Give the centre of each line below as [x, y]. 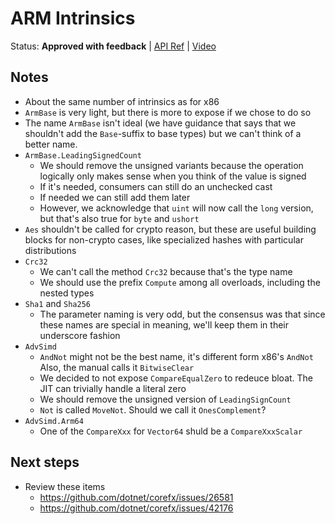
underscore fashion [80, 335]
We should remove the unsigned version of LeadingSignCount [165, 399]
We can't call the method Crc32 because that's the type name [166, 271]
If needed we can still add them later [115, 197]
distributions [50, 250]
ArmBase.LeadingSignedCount [83, 155]
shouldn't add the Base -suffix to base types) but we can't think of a [163, 133]
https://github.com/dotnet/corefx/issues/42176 [136, 508]
